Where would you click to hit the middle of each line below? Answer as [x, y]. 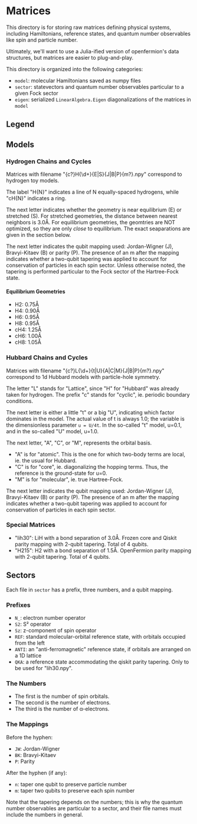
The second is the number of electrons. [63, 703]
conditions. [20, 401]
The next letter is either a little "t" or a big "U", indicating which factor [91, 412]
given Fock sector [37, 93]
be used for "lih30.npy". [43, 668]
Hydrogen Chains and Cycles [49, 161]
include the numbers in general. [45, 815]
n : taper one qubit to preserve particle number [71, 784]
